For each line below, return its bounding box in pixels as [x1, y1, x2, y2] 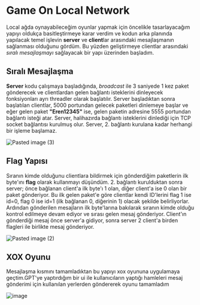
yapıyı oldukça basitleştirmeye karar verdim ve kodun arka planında [6, 29, 172, 37]
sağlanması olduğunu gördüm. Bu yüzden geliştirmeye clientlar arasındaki [6, 43, 189, 50]
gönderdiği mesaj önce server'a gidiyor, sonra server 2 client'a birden [6, 217, 178, 224]
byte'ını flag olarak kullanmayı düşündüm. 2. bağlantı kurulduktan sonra [6, 178, 183, 186]
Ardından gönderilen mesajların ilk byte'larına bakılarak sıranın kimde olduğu [6, 204, 195, 211]
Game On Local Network [6, 4, 130, 17]
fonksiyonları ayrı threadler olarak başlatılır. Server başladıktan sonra [6, 95, 175, 102]
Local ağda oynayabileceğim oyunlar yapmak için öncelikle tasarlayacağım [6, 23, 190, 31]
